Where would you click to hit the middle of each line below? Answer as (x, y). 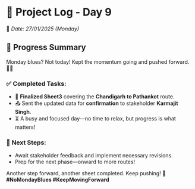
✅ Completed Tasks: (36, 83)
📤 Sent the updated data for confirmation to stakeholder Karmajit (96, 103)
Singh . (23, 112)
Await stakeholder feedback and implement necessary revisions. (94, 156)
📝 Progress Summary (46, 47)
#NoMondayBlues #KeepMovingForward (58, 180)
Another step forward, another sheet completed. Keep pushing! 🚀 (86, 173)
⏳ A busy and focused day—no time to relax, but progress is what (95, 119)
